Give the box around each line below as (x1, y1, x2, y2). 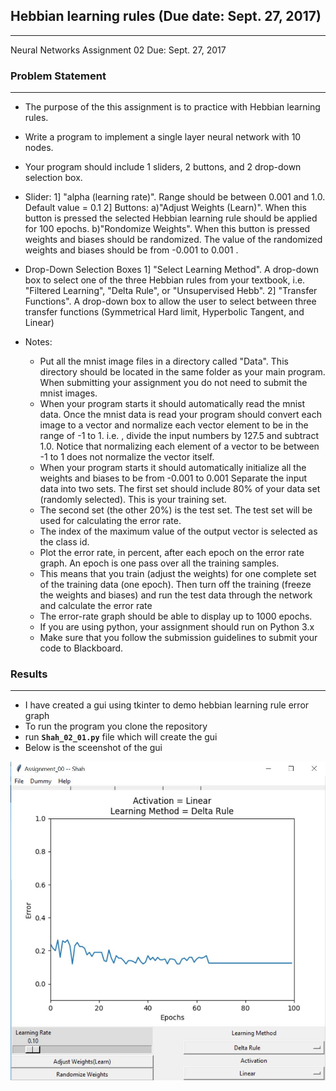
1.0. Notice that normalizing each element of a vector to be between (39, 440, 320, 453)
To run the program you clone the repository (24, 720, 208, 733)
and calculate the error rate (39, 600, 153, 612)
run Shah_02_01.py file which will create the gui (24, 731, 218, 743)
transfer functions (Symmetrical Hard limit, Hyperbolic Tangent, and (24, 306, 305, 318)
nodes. (24, 142, 54, 154)
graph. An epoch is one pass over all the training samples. (39, 557, 280, 569)
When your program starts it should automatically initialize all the (39, 462, 307, 474)
